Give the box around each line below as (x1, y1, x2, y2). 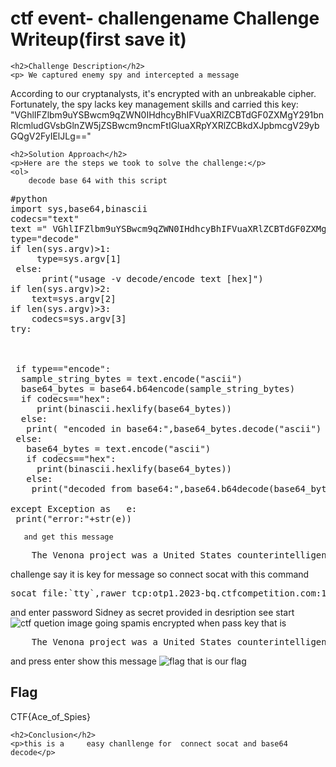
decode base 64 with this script (28, 175, 168, 186)
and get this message (23, 532, 114, 542)
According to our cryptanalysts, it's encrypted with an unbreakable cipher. (10, 87, 317, 99)
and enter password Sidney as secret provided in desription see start (10, 606, 295, 618)
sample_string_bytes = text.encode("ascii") (20, 373, 243, 384)
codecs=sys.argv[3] (31, 313, 127, 324)
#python (10, 193, 48, 204)
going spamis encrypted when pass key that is (94, 617, 287, 629)
